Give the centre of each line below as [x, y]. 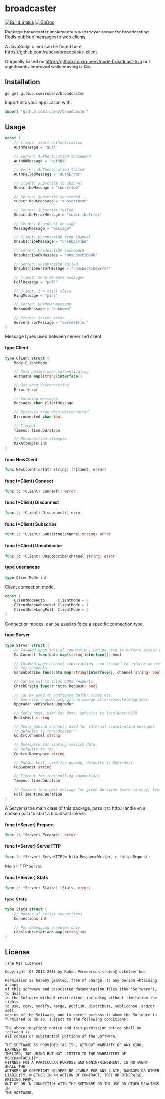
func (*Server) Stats [27, 877]
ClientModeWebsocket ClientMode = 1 [52, 605]
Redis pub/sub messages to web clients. [46, 37]
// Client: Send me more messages [49, 277]
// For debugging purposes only [47, 927]
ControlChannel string [37, 736]
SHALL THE [15, 1067]
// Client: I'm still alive [42, 291]
